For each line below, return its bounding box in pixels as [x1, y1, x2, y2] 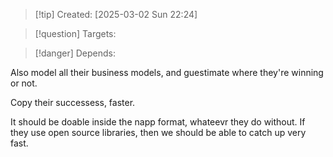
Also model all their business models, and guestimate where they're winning [10, 67, 324, 78]
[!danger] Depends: [34, 47, 116, 59]
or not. [10, 77, 38, 89]
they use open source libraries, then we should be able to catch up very [10, 127, 307, 138]
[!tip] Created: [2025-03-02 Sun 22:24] [34, 9, 198, 20]
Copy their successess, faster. [10, 97, 136, 108]
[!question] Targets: [34, 28, 117, 39]
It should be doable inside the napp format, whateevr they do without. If [10, 116, 306, 128]
